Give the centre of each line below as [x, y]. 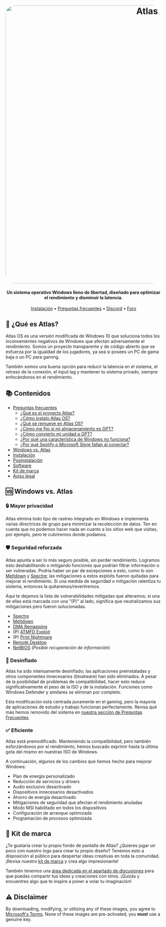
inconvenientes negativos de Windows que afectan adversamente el [75, 341]
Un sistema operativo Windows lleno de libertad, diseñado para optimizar [83, 292]
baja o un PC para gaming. [33, 357]
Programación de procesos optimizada [52, 818]
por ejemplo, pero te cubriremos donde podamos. [56, 534]
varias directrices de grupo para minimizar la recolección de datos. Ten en [81, 524]
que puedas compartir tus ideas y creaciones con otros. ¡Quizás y [73, 876]
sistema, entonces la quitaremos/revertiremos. [53, 586]
